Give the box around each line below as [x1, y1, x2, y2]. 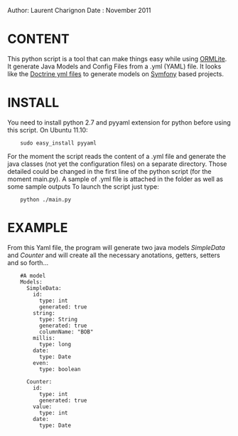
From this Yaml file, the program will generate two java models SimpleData [7, 243, 225, 251]
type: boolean [38, 365, 81, 373]
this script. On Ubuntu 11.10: [7, 125, 88, 134]
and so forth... [7, 258, 48, 266]
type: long [38, 341, 72, 348]
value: [33, 403, 53, 410]
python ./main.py [20, 196, 72, 203]
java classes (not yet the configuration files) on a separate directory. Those [7, 160, 227, 168]
